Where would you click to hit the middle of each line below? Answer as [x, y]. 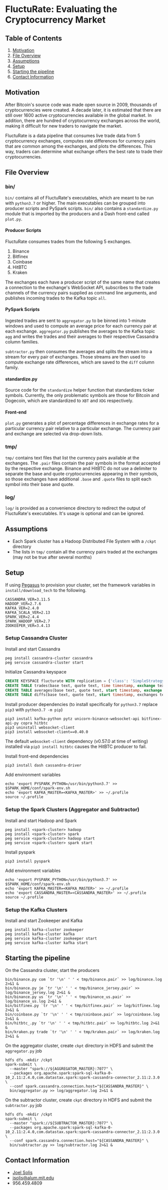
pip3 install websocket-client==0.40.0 [47, 732]
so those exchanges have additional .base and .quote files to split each [78, 479]
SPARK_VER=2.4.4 [22, 617]
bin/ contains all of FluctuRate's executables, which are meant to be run [79, 197]
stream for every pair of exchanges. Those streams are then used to [75, 356]
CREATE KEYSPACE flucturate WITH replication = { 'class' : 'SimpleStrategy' [86, 681]
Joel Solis [22, 1172]
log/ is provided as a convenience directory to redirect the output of [75, 508]
